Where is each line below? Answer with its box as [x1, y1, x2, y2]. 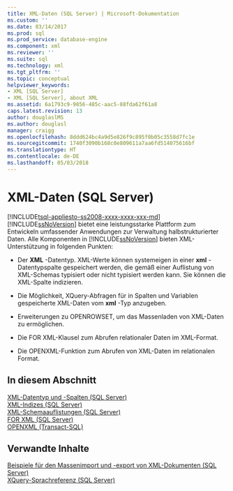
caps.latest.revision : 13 [7, 107, 82, 114]
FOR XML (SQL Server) [7, 415, 74, 423]
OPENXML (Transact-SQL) [7, 423, 84, 431]
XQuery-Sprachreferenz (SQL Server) [7, 476, 116, 485]
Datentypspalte [17, 263, 62, 271]
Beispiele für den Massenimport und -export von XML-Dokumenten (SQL [7, 461, 217, 469]
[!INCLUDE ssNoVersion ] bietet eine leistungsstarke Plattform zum [7, 220, 197, 228]
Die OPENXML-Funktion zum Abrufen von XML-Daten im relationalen [17, 347, 215, 355]
